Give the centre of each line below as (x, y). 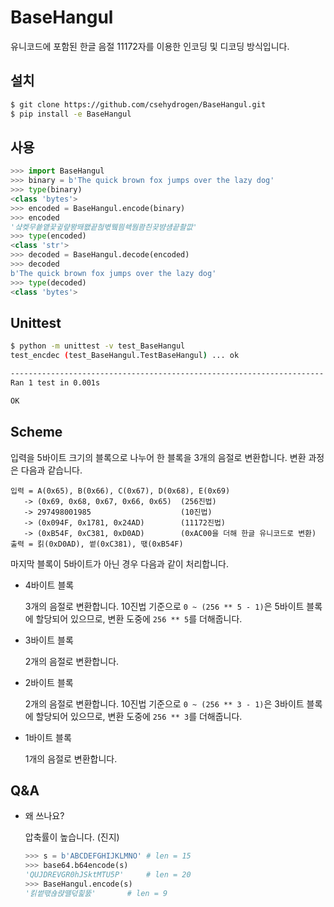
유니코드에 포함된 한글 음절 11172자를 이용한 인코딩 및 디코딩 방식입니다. (150, 46)
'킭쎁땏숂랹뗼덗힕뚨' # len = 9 (96, 893)
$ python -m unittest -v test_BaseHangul (98, 346)
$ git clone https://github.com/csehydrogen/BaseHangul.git (138, 104)
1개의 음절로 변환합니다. (71, 758)
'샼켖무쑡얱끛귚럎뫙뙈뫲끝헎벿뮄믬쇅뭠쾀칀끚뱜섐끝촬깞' (104, 227)
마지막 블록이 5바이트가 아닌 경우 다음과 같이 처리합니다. (120, 563)
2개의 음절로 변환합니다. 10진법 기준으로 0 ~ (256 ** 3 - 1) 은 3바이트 (164, 703)
